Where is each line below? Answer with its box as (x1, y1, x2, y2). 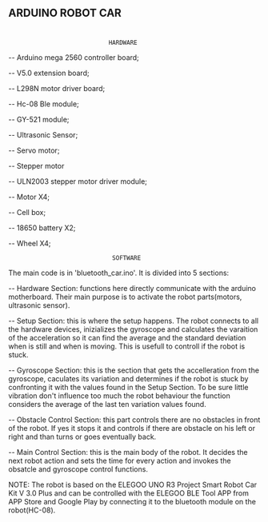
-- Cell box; (8, 207, 46, 217)
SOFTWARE (111, 253, 142, 262)
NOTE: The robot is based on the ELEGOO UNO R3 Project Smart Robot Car (8, 480, 258, 489)
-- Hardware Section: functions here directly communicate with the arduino (8, 283, 256, 293)
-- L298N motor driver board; (8, 83, 106, 93)
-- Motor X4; (8, 192, 50, 201)
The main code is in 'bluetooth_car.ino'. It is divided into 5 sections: (8, 268, 230, 277)
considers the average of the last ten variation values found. (8, 399, 206, 408)
